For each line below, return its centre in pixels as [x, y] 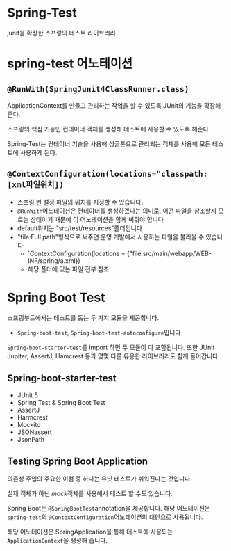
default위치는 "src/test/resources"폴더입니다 [79, 228]
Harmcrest [32, 417]
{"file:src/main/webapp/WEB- [169, 253]
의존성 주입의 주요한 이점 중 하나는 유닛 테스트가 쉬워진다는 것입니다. [100, 479]
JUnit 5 [27, 395]
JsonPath [31, 439]
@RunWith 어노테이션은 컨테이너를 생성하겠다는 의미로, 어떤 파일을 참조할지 [117, 211]
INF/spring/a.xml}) [54, 261]
